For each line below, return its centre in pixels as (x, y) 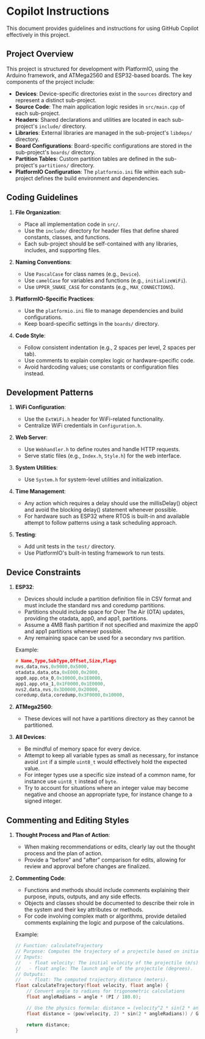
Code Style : (30, 336)
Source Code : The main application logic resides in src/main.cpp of (100, 107)
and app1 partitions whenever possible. (74, 631)
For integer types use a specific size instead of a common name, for (110, 775)
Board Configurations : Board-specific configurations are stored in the (103, 146)
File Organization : (38, 212)
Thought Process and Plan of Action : (63, 835)
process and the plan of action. (63, 853)
